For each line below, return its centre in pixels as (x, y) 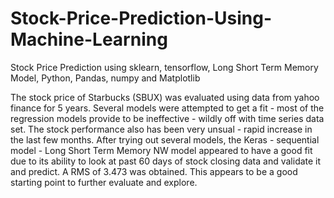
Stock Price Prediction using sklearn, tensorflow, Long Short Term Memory (164, 67)
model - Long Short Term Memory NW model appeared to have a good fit (161, 150)
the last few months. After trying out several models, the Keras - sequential (165, 139)
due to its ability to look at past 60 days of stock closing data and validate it (166, 161)
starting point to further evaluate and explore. (104, 182)
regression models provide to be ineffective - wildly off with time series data (167, 118)
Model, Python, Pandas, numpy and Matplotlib (105, 78)
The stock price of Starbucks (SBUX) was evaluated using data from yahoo (165, 97)
